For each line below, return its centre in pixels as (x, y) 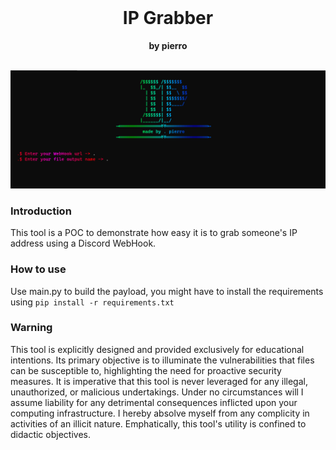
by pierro (168, 45)
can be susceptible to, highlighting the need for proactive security (146, 370)
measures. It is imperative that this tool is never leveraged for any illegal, (159, 381)
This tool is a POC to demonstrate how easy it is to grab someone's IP (154, 233)
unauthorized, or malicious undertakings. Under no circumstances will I (157, 392)
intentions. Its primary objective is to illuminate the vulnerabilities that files (162, 360)
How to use (38, 269)
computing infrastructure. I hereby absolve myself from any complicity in (160, 413)
